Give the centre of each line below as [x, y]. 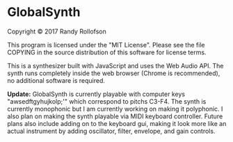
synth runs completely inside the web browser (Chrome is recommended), [114, 73]
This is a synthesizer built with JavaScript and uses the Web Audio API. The [115, 65]
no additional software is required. [56, 80]
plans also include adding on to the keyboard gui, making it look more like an [117, 123]
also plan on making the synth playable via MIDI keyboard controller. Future [115, 116]
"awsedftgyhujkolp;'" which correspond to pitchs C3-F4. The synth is [107, 101]
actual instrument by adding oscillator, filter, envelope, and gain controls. [111, 131]
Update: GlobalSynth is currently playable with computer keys [96, 94]
